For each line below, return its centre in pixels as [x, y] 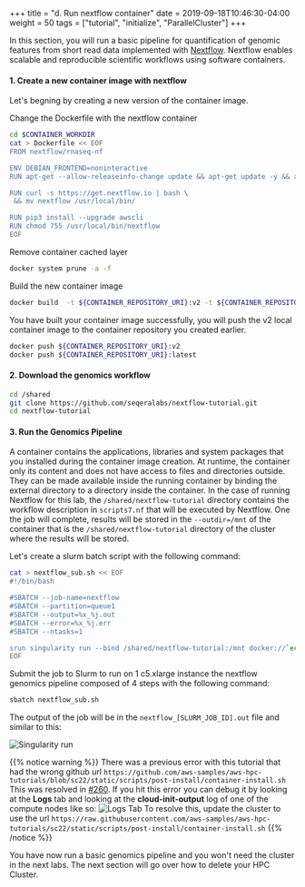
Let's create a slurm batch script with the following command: [125, 557]
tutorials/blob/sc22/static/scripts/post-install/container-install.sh [148, 781]
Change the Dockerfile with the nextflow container [103, 118]
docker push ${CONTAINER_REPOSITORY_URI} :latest [103, 355]
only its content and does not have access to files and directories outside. [148, 471]
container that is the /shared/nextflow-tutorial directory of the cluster [143, 529]
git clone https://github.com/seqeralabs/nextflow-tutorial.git [133, 403]
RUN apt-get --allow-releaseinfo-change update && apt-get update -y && [150, 176]
